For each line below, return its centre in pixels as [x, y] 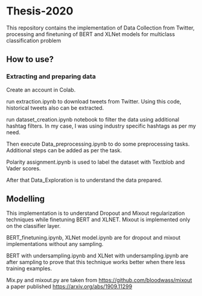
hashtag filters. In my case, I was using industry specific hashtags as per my [101, 126]
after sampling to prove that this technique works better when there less [96, 262]
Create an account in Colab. [41, 90]
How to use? [30, 59]
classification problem [34, 40]
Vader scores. [24, 168]
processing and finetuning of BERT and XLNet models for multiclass [91, 34]
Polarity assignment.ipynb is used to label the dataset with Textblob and [96, 162]
